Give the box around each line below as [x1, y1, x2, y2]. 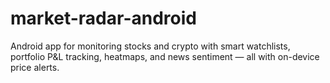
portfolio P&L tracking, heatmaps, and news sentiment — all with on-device [10, 50, 320, 62]
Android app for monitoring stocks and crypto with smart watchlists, [10, 40, 291, 52]
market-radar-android [10, 7, 197, 30]
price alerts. [10, 61, 60, 73]
